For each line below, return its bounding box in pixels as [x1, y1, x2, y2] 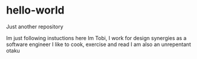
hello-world [6, 4, 65, 17]
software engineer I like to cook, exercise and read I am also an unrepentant [6, 41, 191, 48]
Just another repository [6, 23, 64, 30]
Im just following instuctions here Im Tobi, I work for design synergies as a [6, 34, 187, 41]
